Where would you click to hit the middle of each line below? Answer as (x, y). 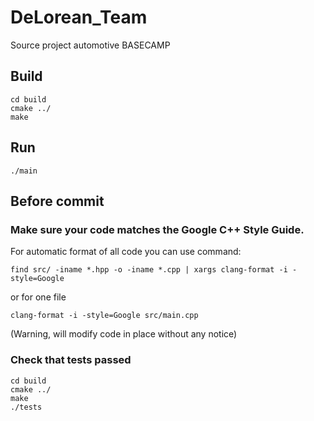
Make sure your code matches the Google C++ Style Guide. (157, 229)
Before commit (57, 201)
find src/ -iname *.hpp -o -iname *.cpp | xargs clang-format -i (149, 270)
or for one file (38, 297)
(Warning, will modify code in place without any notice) (124, 334)
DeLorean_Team (79, 17)
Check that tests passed (71, 360)
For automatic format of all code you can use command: (126, 252)
